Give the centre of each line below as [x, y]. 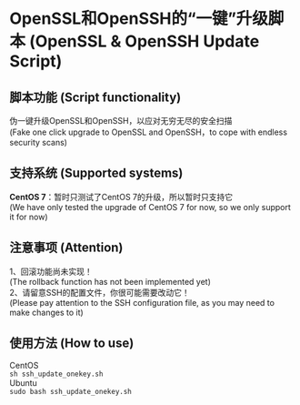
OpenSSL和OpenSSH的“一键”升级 [139, 19]
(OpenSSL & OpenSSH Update [144, 41]
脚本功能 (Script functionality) [95, 97]
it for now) [29, 217]
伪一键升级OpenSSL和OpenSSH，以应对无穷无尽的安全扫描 [121, 121]
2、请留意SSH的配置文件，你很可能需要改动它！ [100, 292]
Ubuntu [24, 383]
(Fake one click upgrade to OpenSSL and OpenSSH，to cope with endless [149, 132]
